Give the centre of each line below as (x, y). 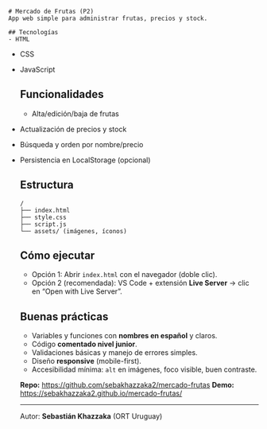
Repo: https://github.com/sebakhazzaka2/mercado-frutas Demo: (127, 385)
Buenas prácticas (64, 316)
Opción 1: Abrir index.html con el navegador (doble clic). (124, 275)
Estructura (46, 185)
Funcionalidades (62, 94)
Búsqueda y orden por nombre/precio (81, 144)
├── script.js (43, 224)
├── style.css (43, 217)
